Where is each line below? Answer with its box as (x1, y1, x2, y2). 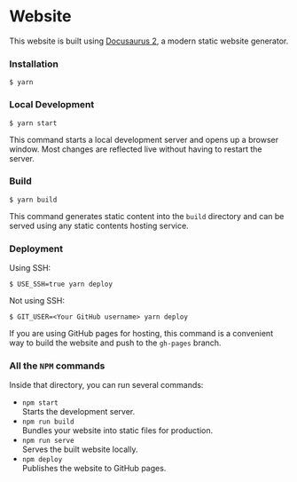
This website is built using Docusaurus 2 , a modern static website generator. (9, 36, 289, 46)
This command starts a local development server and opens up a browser (9, 134, 279, 145)
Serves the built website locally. (21, 444, 139, 454)
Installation (9, 58, 59, 70)
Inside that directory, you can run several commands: (9, 380, 204, 391)
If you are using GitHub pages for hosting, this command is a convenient (9, 328, 273, 339)
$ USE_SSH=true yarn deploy (9, 280, 113, 289)
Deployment (9, 242, 64, 255)
